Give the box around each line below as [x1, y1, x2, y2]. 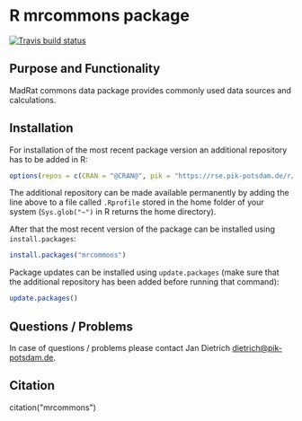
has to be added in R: [9, 153, 88, 164]
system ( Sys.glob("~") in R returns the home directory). [9, 206, 217, 217]
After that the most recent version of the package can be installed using [9, 224, 276, 234]
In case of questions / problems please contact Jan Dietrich [9, 343, 231, 353]
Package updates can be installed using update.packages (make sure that [9, 267, 280, 278]
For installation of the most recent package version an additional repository [9, 145, 288, 155]
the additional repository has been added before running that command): [9, 276, 280, 287]
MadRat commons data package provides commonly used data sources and [9, 84, 292, 95]
